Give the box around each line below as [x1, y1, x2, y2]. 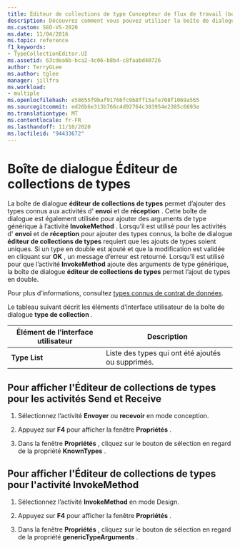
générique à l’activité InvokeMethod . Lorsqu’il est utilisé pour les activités [7, 222, 226, 230]
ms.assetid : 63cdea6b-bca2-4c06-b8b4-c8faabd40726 [7, 57, 161, 64]
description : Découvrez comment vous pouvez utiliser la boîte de [7, 17, 209, 24]
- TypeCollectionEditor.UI [7, 51, 88, 58]
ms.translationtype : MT [7, 110, 79, 117]
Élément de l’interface [16, 328, 94, 338]
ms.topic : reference [7, 37, 69, 44]
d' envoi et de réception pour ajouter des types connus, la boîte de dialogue [7, 230, 233, 238]
